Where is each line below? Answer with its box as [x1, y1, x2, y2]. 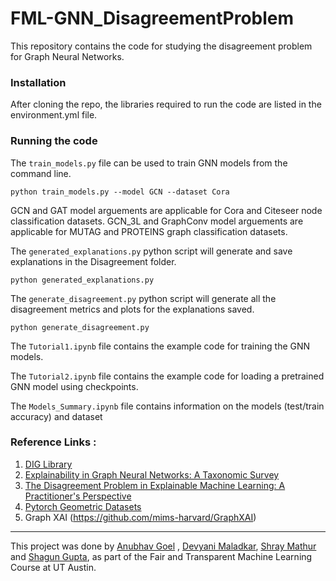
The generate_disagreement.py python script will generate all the [10, 292, 277, 304]
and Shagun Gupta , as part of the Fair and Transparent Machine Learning [10, 550, 313, 562]
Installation [10, 75, 67, 89]
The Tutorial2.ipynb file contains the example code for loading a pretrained [10, 370, 325, 382]
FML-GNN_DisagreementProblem [10, 7, 295, 30]
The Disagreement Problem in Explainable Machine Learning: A [24, 479, 286, 491]
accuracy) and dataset [10, 410, 103, 422]
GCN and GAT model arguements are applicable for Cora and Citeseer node [10, 204, 323, 216]
